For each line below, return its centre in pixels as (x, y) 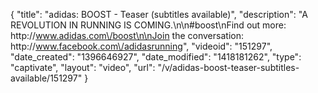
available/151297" (46, 78)
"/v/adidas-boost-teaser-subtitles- (228, 67)
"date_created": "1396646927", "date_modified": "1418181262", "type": (156, 57)
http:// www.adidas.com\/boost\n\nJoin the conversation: (127, 35)
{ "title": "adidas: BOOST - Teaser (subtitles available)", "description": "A (159, 14)
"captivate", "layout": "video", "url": (83, 67)
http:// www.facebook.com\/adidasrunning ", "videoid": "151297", (141, 46)
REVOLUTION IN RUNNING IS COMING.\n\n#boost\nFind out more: (148, 25)
